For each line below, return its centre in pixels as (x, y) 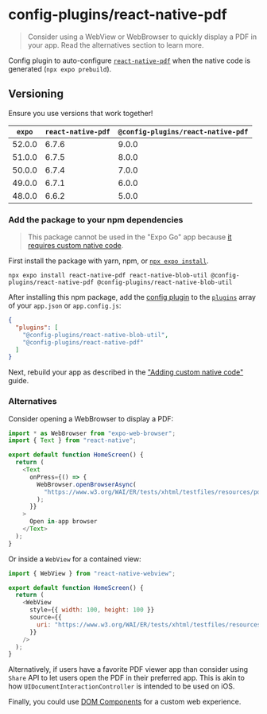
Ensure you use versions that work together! (81, 113)
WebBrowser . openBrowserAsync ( (87, 484)
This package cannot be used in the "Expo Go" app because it (130, 237)
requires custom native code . (75, 246)
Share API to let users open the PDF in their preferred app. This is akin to (126, 678)
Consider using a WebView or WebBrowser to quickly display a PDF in (142, 37)
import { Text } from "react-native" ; (72, 440)
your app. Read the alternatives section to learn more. (116, 45)
